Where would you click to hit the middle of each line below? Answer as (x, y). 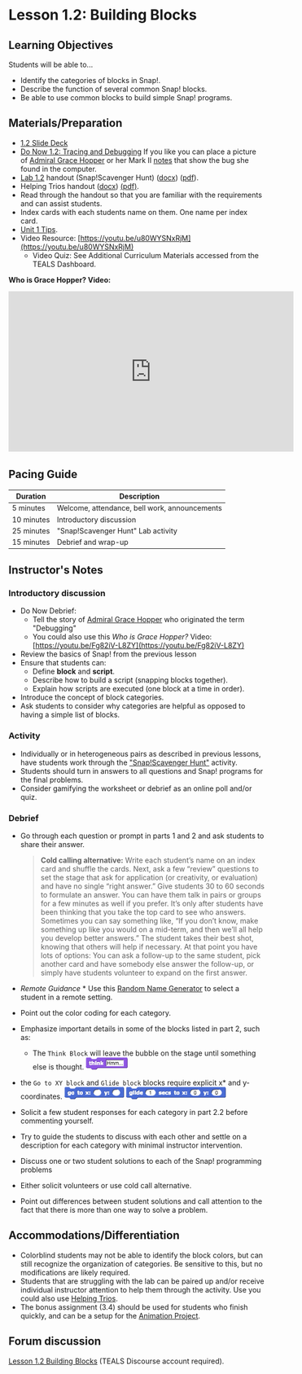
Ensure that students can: (63, 663)
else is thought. (58, 1067)
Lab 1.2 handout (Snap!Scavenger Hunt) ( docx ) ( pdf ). (109, 178)
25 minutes (31, 530)
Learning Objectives (61, 45)
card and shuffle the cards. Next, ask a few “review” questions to (149, 868)
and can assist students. (61, 203)
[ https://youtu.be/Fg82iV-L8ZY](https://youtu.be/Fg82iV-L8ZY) (138, 646)
